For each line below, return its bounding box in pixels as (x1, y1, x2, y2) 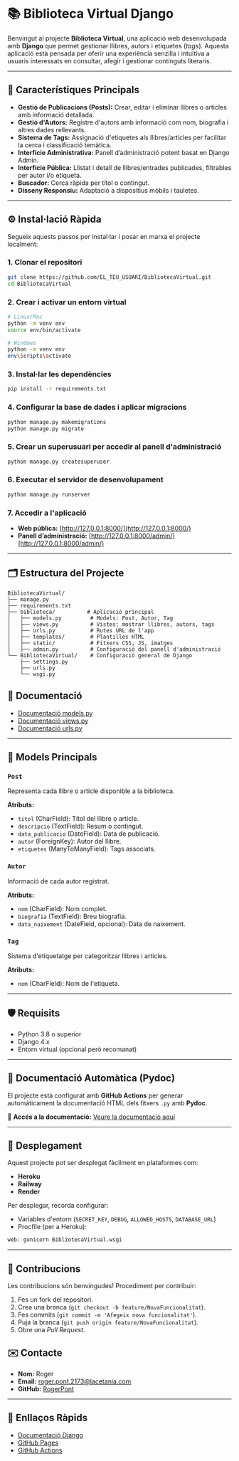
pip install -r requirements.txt (7, 386, 107, 393)
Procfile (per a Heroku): (17, 1223, 87, 1231)
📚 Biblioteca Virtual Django (7, 6, 174, 22)
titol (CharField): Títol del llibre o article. (17, 814, 139, 823)
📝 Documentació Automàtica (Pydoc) (7, 1072, 176, 1085)
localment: (7, 240, 38, 248)
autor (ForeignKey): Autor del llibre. (17, 837, 122, 846)
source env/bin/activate (7, 326, 81, 334)
